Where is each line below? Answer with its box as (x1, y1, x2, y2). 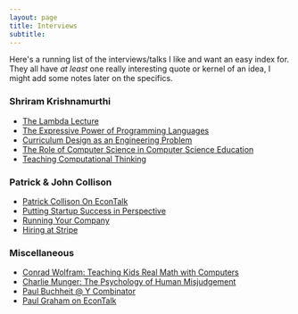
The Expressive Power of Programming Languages (21, 125, 210, 136)
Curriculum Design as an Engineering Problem (21, 135, 193, 145)
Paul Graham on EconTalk (21, 295, 117, 306)
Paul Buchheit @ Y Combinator (21, 286, 137, 297)
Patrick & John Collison (9, 176, 112, 188)
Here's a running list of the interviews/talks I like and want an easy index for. (9, 54, 290, 65)
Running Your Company (21, 215, 110, 226)
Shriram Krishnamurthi (9, 95, 112, 108)
